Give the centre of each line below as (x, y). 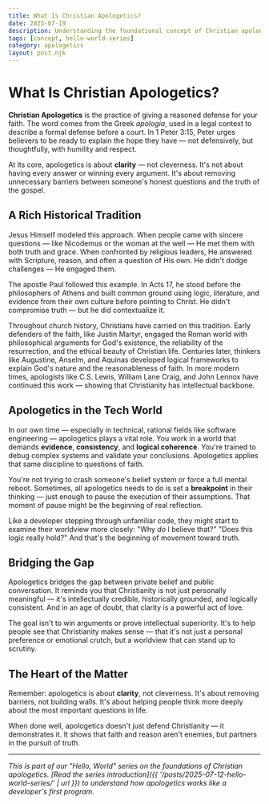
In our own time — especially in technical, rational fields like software (122, 429)
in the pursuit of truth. (44, 743)
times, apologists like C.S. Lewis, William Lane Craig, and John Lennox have (133, 376)
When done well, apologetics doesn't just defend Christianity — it (116, 726)
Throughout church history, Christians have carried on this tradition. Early (129, 325)
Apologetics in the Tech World (85, 410)
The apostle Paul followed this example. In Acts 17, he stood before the (125, 284)
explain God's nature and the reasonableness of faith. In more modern (124, 368)
